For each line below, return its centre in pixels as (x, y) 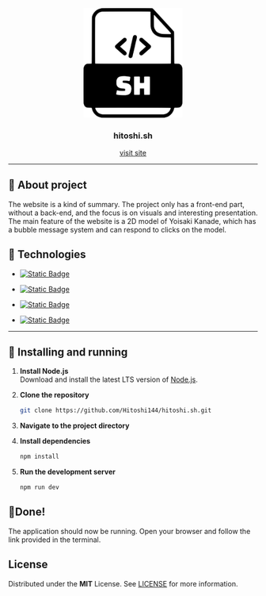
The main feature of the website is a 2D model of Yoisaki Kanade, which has (132, 221)
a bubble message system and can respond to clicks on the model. (118, 229)
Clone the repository (54, 395)
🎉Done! (27, 512)
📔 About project (47, 185)
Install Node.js (44, 371)
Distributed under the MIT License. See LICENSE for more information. (123, 583)
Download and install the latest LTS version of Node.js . (108, 379)
